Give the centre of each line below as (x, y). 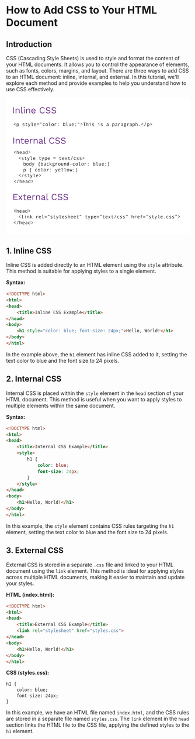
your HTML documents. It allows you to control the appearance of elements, (98, 64)
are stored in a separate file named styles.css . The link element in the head (97, 719)
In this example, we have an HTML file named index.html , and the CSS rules (98, 713)
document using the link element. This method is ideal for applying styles (95, 570)
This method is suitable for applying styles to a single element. (81, 271)
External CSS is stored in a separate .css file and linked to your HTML (90, 565)
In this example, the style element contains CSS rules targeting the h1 (90, 526)
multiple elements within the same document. (61, 405)
